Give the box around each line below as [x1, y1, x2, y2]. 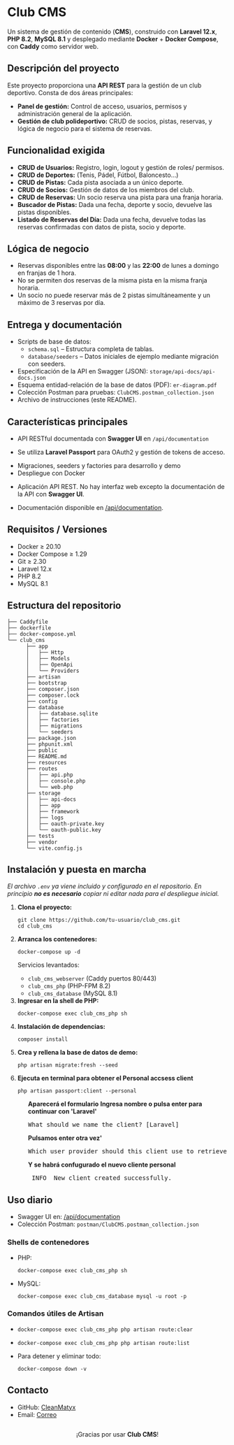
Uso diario [7, 1194, 53, 1206]
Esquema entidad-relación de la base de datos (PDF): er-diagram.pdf [17, 380, 217, 389]
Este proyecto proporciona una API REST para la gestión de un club [7, 81, 202, 90]
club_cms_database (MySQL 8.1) [27, 989, 118, 997]
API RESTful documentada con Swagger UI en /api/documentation [17, 434, 210, 443]
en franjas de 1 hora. [17, 269, 77, 277]
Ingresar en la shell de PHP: [17, 997, 99, 1005]
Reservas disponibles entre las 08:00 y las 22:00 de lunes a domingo [17, 262, 219, 270]
